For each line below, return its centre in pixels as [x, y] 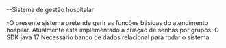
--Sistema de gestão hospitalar [50, 10]
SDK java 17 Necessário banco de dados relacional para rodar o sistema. [109, 37]
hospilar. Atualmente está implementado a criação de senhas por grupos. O [113, 30]
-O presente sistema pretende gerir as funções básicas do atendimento [107, 23]
